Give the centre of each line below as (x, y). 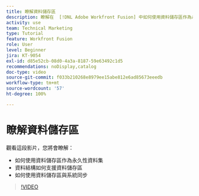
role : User (20, 45)
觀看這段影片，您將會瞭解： (40, 148)
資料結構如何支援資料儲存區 (49, 167)
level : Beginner (26, 50)
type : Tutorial (25, 34)
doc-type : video (26, 72)
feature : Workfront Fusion (39, 39)
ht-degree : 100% (26, 94)
